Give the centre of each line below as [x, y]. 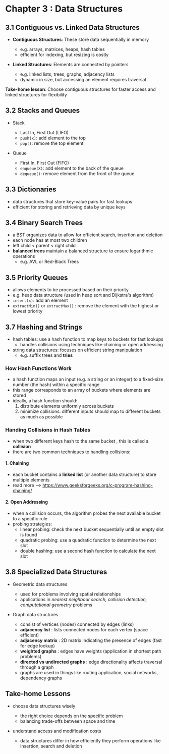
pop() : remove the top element [52, 143]
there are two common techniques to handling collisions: [71, 452]
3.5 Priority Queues [37, 277]
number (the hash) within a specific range [56, 385]
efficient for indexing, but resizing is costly [64, 55]
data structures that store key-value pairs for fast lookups [72, 201]
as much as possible [41, 417]
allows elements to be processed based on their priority [70, 290]
